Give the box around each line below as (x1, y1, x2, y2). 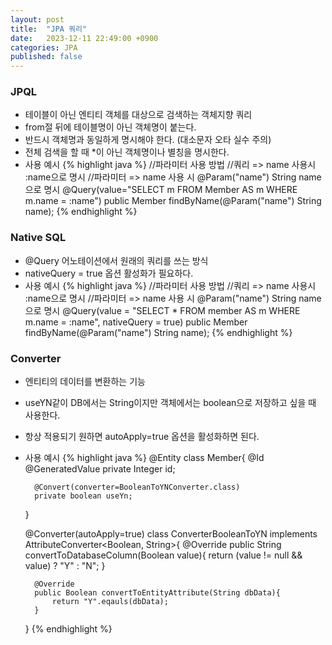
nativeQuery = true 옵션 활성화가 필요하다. (24, 267, 194, 279)
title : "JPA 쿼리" (10, 24, 88, 34)
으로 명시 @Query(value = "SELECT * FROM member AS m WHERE (24, 304, 301, 316)
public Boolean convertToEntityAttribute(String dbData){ (34, 588, 281, 598)
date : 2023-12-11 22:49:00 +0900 (10, 33, 159, 43)
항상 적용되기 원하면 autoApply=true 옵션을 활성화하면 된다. (24, 431, 260, 443)
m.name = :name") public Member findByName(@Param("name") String (24, 195, 322, 207)
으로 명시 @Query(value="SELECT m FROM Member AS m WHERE (24, 184, 298, 196)
